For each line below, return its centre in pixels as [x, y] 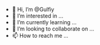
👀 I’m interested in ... [38, 16]
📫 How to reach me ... [40, 36]
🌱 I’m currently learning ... [44, 22]
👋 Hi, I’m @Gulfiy [33, 9]
